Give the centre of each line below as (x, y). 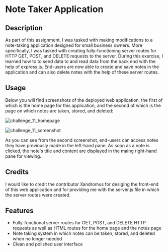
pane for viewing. (23, 156)
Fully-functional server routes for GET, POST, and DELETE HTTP (79, 223)
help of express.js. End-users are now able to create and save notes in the (82, 67)
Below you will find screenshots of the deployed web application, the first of (84, 100)
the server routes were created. (38, 195)
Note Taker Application (54, 9)
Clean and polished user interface (48, 244)
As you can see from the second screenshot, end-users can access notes (82, 140)
